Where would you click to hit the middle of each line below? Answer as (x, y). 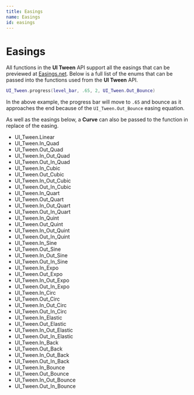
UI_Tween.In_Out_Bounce (45, 380)
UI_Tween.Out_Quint (39, 224)
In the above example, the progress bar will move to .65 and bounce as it (94, 102)
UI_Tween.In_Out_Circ (41, 305)
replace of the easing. (32, 126)
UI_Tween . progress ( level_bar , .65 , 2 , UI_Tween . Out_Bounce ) (81, 91)
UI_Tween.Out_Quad (39, 149)
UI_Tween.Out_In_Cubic (43, 187)
